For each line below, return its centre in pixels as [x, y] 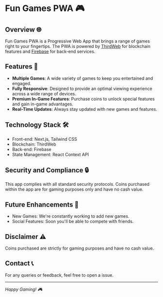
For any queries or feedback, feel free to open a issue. [59, 275]
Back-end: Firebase [32, 149]
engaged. [22, 83]
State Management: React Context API [50, 154]
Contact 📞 [19, 263]
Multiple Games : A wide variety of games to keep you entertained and [82, 78]
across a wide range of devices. [44, 93]
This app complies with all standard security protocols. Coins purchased [77, 184]
